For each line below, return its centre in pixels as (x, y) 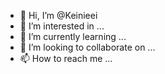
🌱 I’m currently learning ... (73, 36)
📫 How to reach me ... (66, 58)
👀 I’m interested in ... (62, 26)
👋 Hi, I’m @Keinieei (58, 15)
